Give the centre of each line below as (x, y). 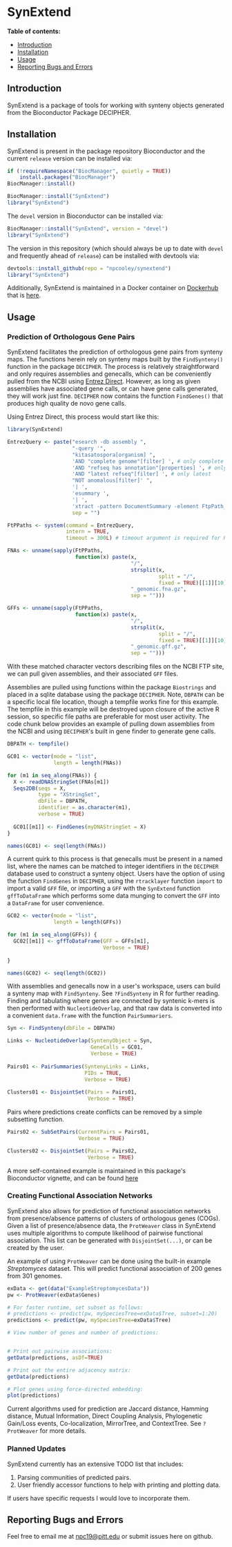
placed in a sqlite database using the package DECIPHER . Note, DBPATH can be (116, 695)
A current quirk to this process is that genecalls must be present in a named (115, 859)
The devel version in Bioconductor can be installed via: (85, 216)
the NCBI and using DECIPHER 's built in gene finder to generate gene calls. (112, 732)
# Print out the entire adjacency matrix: (69, 1370)
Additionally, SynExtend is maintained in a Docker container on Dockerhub (113, 288)
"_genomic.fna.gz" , (159, 589)
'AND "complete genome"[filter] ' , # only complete (148, 461)
